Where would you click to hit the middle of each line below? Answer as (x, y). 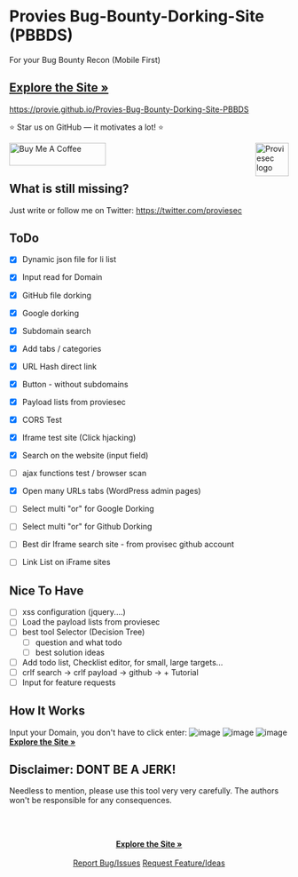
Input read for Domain (62, 277)
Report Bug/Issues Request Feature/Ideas (149, 863)
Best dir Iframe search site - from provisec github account (128, 545)
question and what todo (78, 642)
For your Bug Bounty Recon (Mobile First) (85, 60)
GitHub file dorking (56, 295)
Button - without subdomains (75, 384)
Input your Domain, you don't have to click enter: (98, 732)
